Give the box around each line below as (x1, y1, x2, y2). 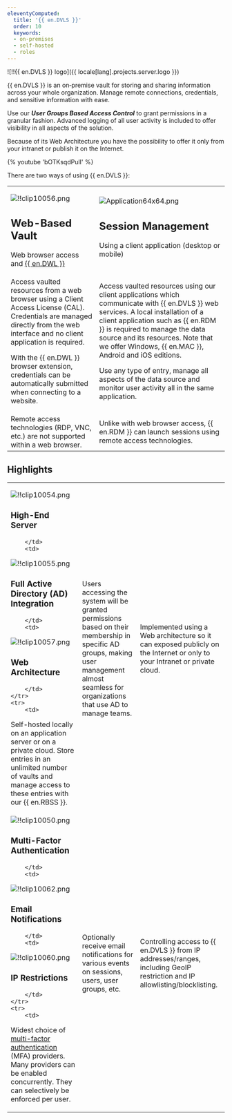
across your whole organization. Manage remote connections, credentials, (7, 88, 219, 97)
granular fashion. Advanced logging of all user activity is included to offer (7, 116, 216, 124)
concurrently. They (10, 1076, 72, 1086)
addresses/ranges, (139, 954, 202, 963)
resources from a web (10, 286, 82, 296)
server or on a (10, 737, 57, 746)
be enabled (10, 1068, 47, 1078)
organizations (81, 691, 126, 701)
